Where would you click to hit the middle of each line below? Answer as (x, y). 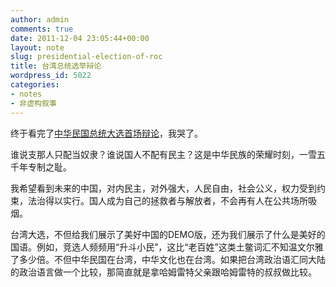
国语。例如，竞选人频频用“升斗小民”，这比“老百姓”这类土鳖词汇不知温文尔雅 (167, 247)
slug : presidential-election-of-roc (86, 57)
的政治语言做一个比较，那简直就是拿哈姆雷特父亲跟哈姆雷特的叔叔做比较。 (163, 272)
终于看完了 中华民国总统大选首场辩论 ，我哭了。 (106, 133)
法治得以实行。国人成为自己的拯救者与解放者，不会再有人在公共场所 (167, 200)
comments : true (42, 29)
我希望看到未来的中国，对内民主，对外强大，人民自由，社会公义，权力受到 (163, 188)
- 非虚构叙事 (33, 103)
